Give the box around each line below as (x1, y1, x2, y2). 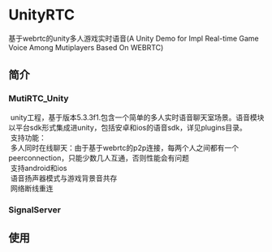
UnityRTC (8, 6, 76, 24)
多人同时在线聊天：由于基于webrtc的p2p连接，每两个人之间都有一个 (10, 143, 240, 152)
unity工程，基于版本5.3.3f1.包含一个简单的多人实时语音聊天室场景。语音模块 (10, 112, 265, 122)
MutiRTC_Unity (8, 93, 69, 105)
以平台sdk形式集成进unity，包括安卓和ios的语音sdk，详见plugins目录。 (8, 122, 248, 132)
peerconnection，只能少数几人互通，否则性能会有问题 (8, 152, 189, 163)
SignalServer (8, 204, 61, 216)
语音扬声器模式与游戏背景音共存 (10, 173, 118, 183)
